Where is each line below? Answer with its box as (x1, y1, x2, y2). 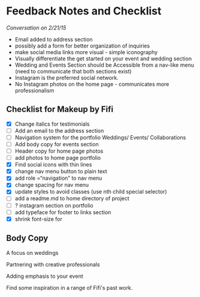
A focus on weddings (6, 249, 59, 256)
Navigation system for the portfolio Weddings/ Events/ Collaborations (14, 133, 186, 141)
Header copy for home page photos (14, 147, 104, 155)
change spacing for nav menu (14, 182, 89, 189)
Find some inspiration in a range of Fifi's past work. (6, 284, 133, 291)
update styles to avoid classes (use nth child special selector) (14, 188, 168, 195)
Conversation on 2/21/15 (6, 24, 66, 31)
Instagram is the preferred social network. (14, 74, 119, 81)
